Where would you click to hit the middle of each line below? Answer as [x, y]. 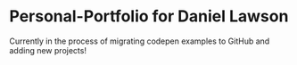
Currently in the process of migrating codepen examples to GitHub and [140, 41]
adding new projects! [48, 50]
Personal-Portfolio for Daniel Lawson [149, 16]
